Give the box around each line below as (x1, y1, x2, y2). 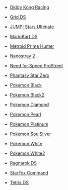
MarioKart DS (9, 34, 38, 39)
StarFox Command (9, 170, 49, 175)
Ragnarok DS (9, 160, 37, 166)
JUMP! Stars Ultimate (9, 24, 54, 30)
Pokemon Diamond (9, 102, 49, 108)
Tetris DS (9, 179, 29, 185)
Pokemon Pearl (9, 112, 41, 117)
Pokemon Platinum (9, 121, 49, 127)
